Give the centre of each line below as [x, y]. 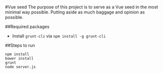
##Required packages [27, 27]
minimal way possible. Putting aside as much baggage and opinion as [75, 12]
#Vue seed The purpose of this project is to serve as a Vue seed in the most [82, 7]
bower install [20, 59]
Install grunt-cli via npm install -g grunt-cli [59, 36]
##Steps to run [20, 45]
